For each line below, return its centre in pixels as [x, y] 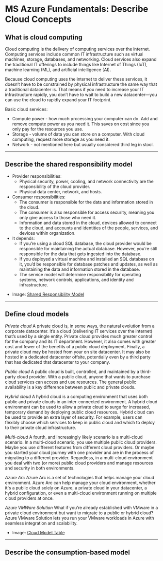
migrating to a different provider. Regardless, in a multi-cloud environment [79, 458]
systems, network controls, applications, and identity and [76, 280]
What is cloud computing [44, 37]
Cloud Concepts [38, 19]
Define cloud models [37, 314]
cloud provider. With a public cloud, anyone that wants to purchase [84, 376]
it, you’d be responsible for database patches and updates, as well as [89, 264]
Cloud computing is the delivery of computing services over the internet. [78, 49]
